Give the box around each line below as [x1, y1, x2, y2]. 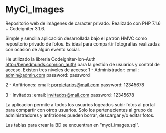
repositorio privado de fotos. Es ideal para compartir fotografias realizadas [5, 40, 160, 47]
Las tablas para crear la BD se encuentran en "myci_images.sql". [5, 122, 140, 128]
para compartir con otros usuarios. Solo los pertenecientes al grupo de [5, 107, 153, 113]
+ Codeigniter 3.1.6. [5, 25, 45, 31]
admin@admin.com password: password [5, 72, 90, 78]
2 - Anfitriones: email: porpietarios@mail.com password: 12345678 [5, 82, 145, 88]
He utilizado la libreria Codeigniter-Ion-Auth [5, 56, 96, 62]
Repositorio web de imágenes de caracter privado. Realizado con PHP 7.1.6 [5, 20, 161, 26]
